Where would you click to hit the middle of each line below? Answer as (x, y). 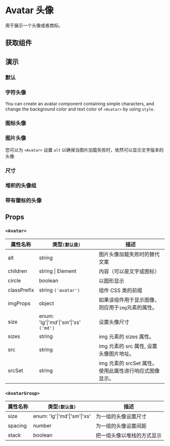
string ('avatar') (59, 290)
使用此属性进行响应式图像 (129, 370)
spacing (17, 425)
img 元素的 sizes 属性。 (126, 337)
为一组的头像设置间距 (121, 426)
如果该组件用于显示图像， (129, 300)
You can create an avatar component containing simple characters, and (80, 103)
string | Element (58, 271)
